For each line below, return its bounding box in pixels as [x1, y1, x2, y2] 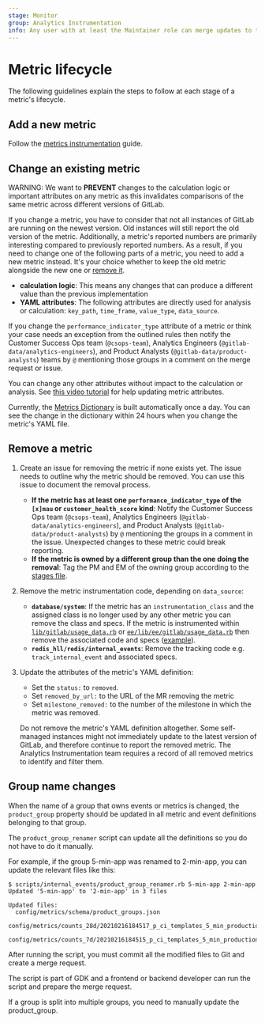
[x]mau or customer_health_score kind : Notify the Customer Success [31, 503, 253, 513]
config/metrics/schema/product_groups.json [15, 907, 160, 916]
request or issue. [8, 363, 63, 373]
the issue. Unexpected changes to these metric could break [31, 537, 226, 547]
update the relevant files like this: [8, 865, 116, 874]
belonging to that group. [8, 817, 87, 827]
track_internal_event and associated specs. [31, 652, 177, 661]
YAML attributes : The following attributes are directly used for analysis [19, 297, 252, 307]
